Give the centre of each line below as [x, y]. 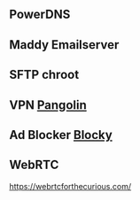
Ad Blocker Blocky [61, 135]
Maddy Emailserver [64, 45]
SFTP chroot [44, 75]
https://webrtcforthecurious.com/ [70, 186]
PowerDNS [40, 15]
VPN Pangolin [48, 105]
